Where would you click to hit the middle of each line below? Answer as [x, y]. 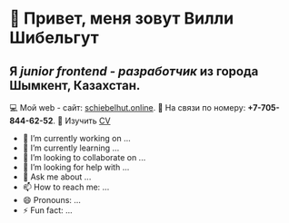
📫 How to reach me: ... [66, 187]
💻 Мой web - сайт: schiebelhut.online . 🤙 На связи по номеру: [128, 107]
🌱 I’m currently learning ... [71, 148]
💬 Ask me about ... [57, 177]
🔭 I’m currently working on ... [76, 138]
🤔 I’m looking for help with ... [76, 167]
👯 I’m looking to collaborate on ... [84, 157]
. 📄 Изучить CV [82, 121]
